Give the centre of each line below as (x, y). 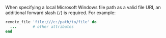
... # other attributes (42, 27)
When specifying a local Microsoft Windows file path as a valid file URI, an (83, 7)
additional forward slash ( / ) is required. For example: (61, 13)
